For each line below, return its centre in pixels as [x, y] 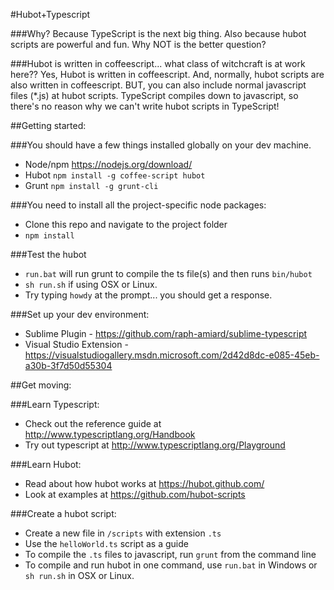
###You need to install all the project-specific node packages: [138, 205]
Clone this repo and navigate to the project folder [126, 224]
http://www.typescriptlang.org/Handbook [110, 434]
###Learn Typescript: [55, 404]
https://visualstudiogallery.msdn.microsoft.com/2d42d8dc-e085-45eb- [172, 355]
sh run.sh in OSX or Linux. [79, 575]
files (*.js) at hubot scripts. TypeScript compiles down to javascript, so [154, 95]
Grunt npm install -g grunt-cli [91, 185]
